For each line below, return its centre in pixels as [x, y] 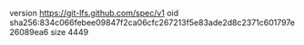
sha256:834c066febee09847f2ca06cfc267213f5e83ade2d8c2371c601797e [152, 22]
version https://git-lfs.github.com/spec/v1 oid [94, 13]
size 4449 [70, 32]
